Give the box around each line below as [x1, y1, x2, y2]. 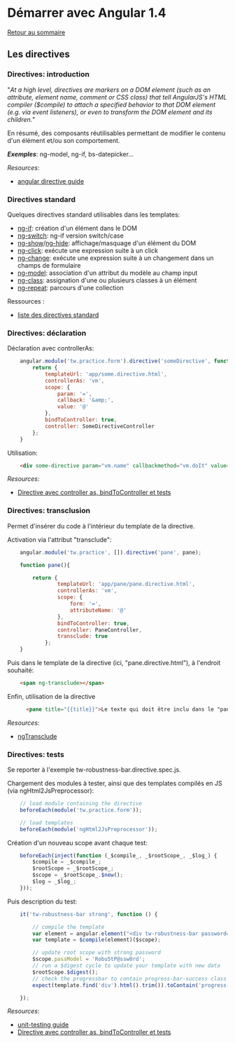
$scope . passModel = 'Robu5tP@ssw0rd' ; [32, 955, 145, 963]
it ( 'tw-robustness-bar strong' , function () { [20, 911, 158, 918]
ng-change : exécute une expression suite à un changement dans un [17, 254, 214, 262]
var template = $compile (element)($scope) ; [32, 936, 161, 943]
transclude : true [57, 633, 108, 640]
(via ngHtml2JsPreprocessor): [7, 786, 94, 795]
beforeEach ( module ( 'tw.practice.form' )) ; [20, 806, 142, 814]
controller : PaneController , [57, 626, 142, 634]
